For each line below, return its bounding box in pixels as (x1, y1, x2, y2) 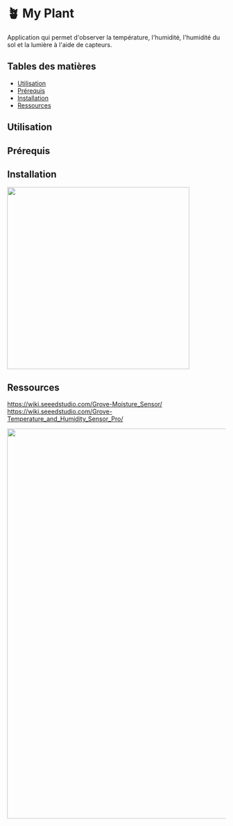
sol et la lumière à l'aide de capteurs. (7, 40, 112, 49)
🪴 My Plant (7, 6, 75, 21)
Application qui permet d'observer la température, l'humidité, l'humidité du (7, 33, 221, 42)
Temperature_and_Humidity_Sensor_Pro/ (7, 415, 123, 423)
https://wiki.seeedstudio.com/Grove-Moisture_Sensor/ (7, 400, 163, 408)
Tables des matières (7, 60, 96, 73)
